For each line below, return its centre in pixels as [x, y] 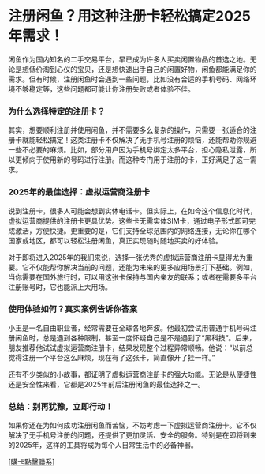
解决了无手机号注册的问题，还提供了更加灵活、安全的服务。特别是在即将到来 [132, 435]
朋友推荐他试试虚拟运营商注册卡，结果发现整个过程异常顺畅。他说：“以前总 [131, 348]
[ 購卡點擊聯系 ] [32, 462]
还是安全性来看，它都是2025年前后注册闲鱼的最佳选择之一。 [106, 384]
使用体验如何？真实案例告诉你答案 [73, 309]
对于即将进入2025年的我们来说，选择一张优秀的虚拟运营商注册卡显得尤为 [127, 257]
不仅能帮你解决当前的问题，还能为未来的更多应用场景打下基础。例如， [143, 267]
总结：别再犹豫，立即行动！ [61, 406]
